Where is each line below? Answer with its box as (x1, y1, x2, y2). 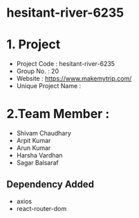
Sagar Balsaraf (16, 158, 59, 167)
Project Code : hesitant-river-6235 (16, 60, 115, 68)
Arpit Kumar (16, 137, 51, 145)
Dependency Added (6, 178, 95, 190)
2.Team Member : (6, 106, 110, 122)
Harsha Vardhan (16, 151, 63, 160)
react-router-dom (16, 204, 67, 212)
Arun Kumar (16, 144, 51, 152)
